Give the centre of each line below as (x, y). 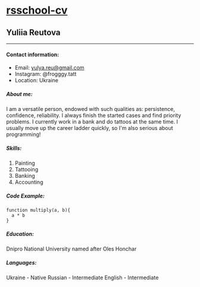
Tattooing (26, 169)
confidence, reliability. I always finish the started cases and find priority (94, 115)
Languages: (21, 263)
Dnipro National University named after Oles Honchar (71, 249)
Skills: (14, 148)
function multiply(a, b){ (38, 210)
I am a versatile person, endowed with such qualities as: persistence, (91, 109)
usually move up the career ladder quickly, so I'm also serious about (90, 128)
